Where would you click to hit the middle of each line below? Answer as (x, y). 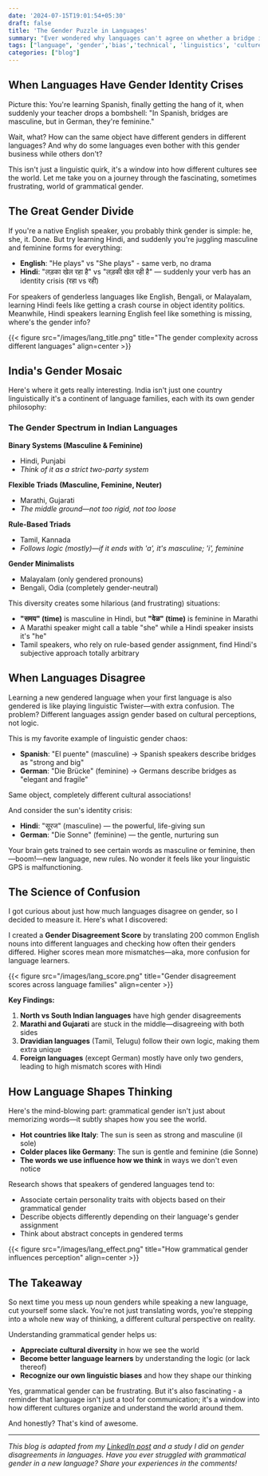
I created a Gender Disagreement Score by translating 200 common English (134, 935)
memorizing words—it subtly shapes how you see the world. (108, 1120)
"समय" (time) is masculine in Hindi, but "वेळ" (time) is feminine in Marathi (139, 618)
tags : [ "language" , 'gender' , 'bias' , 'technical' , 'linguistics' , (119, 46)
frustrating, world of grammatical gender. (76, 186)
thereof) (33, 1367)
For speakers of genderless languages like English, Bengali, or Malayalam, (130, 296)
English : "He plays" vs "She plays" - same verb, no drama (115, 263)
